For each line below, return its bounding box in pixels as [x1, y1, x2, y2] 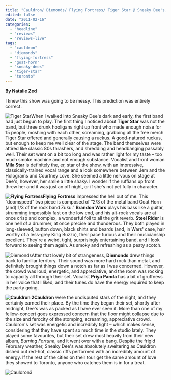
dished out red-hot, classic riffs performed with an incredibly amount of [5, 348, 156, 354]
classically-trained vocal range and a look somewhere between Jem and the [5, 167, 165, 173]
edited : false [5, 12, 36, 17]
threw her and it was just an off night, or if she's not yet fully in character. [5, 183, 159, 189]
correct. [5, 103, 22, 109]
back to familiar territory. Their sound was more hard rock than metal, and [5, 257, 160, 263]
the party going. [5, 284, 39, 291]
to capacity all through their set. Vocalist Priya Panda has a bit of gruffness [5, 273, 163, 280]
